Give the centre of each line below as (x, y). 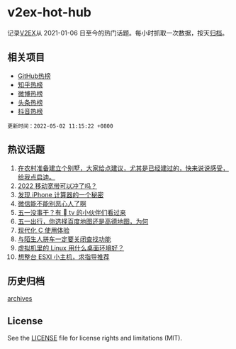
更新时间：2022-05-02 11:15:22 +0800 (60, 126)
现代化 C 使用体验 (43, 230)
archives (20, 299)
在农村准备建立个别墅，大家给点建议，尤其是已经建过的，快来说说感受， (123, 168)
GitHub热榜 (34, 76)
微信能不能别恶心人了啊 (52, 204)
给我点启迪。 (36, 177)
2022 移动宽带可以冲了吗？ (57, 186)
